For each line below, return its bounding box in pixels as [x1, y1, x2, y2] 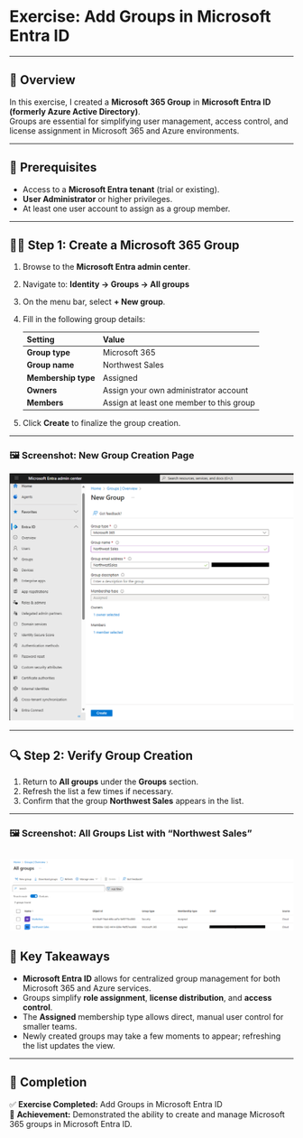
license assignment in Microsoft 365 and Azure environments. [9, 125, 240, 136]
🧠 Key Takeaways [9, 949, 111, 965]
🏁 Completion [9, 1075, 87, 1090]
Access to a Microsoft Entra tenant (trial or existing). [22, 183, 220, 195]
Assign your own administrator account [102, 384, 249, 395]
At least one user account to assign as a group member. [22, 203, 231, 214]
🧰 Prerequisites [9, 160, 97, 175]
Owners [26, 384, 58, 395]
